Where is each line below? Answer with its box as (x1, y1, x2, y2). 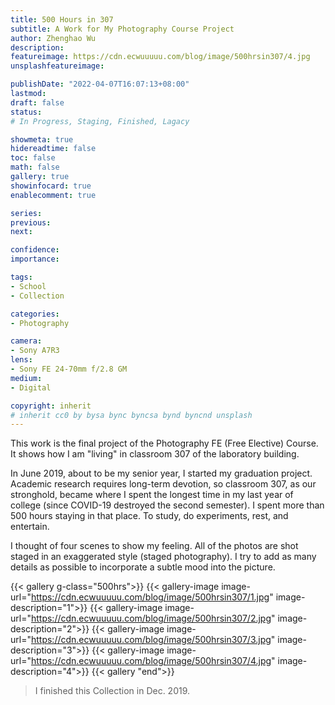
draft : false (10, 97, 65, 108)
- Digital (10, 382, 52, 393)
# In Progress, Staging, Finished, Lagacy (10, 116, 190, 126)
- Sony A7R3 (10, 346, 60, 356)
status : (10, 107, 43, 117)
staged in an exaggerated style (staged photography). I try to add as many (10, 551, 317, 563)
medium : (10, 373, 43, 383)
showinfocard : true (10, 181, 92, 191)
